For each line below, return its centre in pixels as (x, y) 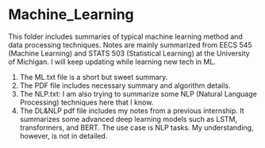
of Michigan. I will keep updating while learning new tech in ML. (112, 62)
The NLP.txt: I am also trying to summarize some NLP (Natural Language (138, 93)
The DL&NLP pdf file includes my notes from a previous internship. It (132, 110)
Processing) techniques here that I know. (86, 102)
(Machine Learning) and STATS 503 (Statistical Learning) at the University (129, 53)
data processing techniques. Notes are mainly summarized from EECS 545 (130, 44)
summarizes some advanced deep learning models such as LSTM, (129, 119)
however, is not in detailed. (63, 135)
